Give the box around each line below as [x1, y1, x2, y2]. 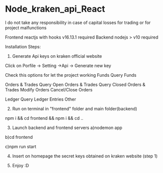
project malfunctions [5, 24, 47, 30]
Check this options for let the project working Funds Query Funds [5, 72, 137, 78]
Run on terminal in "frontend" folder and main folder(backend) [12, 106, 138, 111]
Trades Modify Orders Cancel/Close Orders [5, 86, 93, 92]
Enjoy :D [12, 162, 29, 168]
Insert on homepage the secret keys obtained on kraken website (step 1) [12, 153, 158, 159]
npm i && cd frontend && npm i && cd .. [5, 115, 84, 121]
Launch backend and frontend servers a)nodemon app [12, 125, 122, 130]
